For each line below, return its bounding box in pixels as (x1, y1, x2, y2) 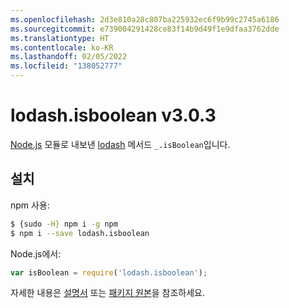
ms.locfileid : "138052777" (10, 61, 123, 71)
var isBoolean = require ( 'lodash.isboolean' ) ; (10, 267, 208, 278)
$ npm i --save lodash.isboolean (10, 228, 150, 238)
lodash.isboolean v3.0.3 (10, 104, 217, 127)
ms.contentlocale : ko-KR (10, 42, 114, 53)
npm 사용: (10, 199, 50, 211)
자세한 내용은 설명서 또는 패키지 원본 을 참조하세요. (10, 287, 206, 299)
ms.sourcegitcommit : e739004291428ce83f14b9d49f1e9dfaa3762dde (10, 24, 280, 34)
